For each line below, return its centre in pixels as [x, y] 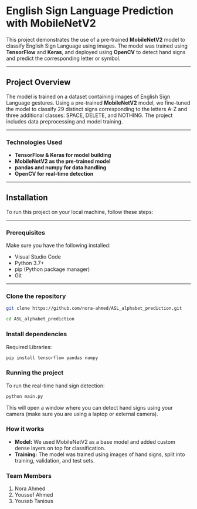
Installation [27, 198]
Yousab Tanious [34, 501]
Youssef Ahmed [34, 495]
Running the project [35, 373]
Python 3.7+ [29, 263]
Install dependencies [37, 334]
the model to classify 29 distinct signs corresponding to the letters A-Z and [97, 109]
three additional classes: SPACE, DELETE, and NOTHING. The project [89, 115]
